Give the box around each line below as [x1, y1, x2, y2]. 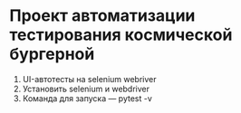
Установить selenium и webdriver [22, 83, 150, 94]
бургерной [9, 44, 95, 64]
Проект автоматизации [9, 5, 196, 26]
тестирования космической [9, 24, 233, 45]
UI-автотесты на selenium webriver [22, 73, 157, 84]
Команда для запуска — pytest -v [22, 92, 152, 104]
